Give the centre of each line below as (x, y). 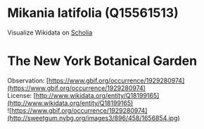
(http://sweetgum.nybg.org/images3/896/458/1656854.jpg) (94, 118)
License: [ (22, 95)
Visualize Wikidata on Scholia (50, 32)
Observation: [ (28, 80)
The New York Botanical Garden (102, 61)
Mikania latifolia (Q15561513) (93, 13)
